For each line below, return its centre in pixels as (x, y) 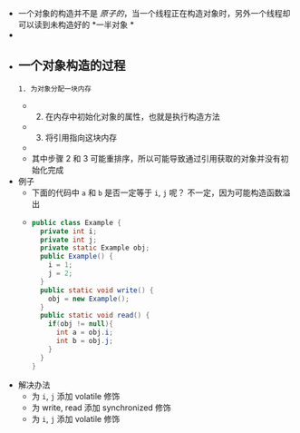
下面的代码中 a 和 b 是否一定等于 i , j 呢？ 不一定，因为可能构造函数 (157, 192)
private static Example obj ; (95, 248)
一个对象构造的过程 (72, 66)
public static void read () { (95, 316)
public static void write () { (97, 290)
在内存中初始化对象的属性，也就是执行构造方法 (132, 116)
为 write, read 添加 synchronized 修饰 (102, 408)
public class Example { (77, 222)
